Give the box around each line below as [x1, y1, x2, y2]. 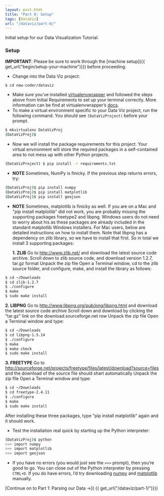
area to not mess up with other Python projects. [12, 152, 110, 158]
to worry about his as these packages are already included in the [12, 219, 145, 225]
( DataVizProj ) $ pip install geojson [5, 194, 81, 199]
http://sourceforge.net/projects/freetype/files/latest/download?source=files [5, 365, 159, 371]
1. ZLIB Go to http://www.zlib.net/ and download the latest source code [12, 250, 157, 256]
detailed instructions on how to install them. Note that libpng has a [12, 229, 147, 235]
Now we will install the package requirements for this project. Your [12, 141, 148, 147]
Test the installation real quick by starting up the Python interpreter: [12, 427, 150, 434]
